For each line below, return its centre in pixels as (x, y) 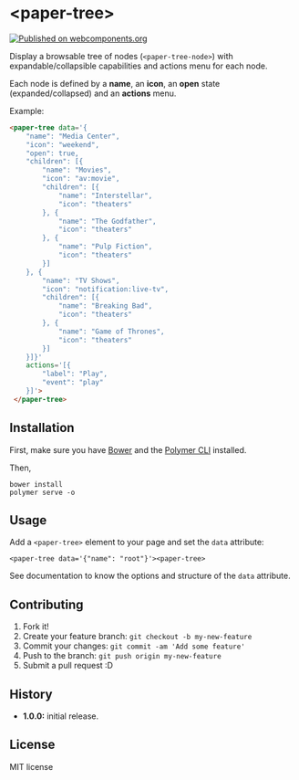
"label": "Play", (75, 374)
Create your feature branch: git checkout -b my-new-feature (137, 637)
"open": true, (52, 153)
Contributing (46, 604)
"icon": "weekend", (63, 144)
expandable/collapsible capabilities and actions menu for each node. (139, 66)
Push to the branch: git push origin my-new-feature (122, 656)
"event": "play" (73, 383)
